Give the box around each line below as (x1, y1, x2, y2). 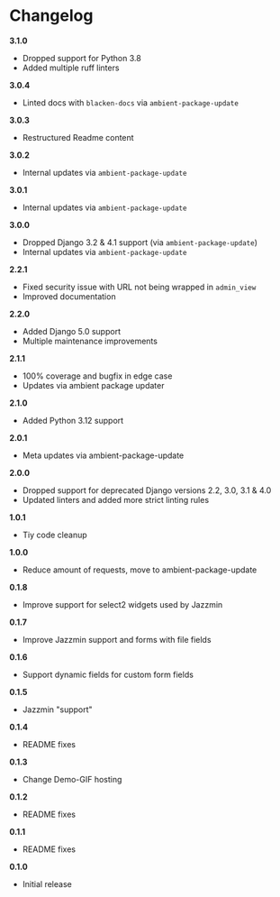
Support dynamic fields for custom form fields (22, 669, 194, 680)
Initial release (22, 878, 72, 889)
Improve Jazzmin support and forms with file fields (22, 634, 212, 645)
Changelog (9, 5, 94, 26)
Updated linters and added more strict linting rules (22, 494, 210, 505)
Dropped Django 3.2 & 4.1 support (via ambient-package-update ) (22, 236, 258, 248)
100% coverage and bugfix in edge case (22, 371, 173, 381)
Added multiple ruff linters (22, 62, 120, 73)
